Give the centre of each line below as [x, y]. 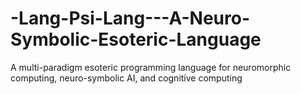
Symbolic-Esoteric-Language [136, 39]
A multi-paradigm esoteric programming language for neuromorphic [151, 67]
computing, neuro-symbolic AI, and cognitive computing [126, 78]
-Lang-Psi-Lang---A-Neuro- [130, 18]
